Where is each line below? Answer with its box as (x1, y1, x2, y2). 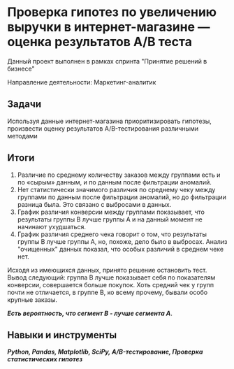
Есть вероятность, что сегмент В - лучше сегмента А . (7, 309, 173, 317)
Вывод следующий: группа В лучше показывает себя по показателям (7, 273, 216, 282)
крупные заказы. (7, 295, 58, 304)
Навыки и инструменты (7, 329, 117, 341)
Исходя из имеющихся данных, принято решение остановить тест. (7, 266, 207, 274)
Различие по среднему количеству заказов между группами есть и (17, 171, 221, 179)
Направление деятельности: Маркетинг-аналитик (7, 78, 156, 86)
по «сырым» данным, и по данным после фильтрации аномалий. (17, 178, 212, 186)
